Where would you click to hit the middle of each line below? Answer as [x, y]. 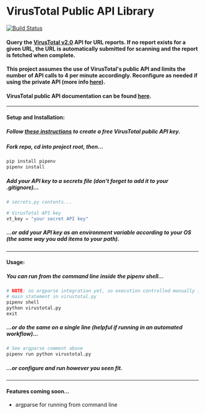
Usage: [16, 262]
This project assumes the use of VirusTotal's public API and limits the [96, 69]
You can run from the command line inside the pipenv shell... [85, 276]
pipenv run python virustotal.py [49, 354]
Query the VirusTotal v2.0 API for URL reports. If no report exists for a [96, 42]
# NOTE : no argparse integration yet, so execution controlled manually [101, 291]
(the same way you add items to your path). [63, 239]
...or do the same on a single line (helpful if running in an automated [95, 327]
